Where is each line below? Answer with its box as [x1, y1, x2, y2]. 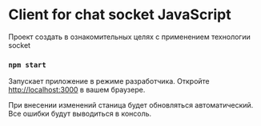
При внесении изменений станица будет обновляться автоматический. [8, 100, 254, 110]
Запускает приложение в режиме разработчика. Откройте [8, 77, 210, 86]
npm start [8, 60, 46, 69]
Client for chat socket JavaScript [8, 6, 231, 24]
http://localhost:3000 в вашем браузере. [8, 85, 146, 95]
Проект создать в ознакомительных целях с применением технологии [8, 32, 251, 41]
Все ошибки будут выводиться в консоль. [8, 109, 152, 119]
